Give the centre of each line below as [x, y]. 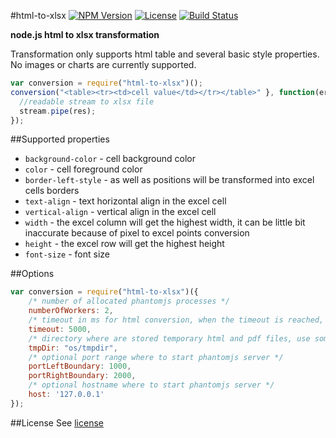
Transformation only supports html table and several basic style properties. [165, 54]
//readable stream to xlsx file [87, 101]
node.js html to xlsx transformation [85, 34]
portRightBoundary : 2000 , [82, 376]
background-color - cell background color [110, 159]
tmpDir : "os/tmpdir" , [73, 348]
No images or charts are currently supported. [103, 64]
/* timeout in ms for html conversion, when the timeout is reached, [176, 320]
